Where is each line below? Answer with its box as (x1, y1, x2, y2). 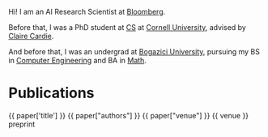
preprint (8, 119, 35, 129)
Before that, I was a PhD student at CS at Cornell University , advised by (8, 23, 247, 32)
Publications (8, 84, 95, 102)
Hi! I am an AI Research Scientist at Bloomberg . (8, 7, 166, 16)
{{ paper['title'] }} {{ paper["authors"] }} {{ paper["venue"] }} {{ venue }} (8, 110, 249, 120)
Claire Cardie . (8, 32, 54, 41)
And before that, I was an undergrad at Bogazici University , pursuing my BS (8, 47, 261, 56)
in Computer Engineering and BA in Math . (8, 56, 147, 65)
